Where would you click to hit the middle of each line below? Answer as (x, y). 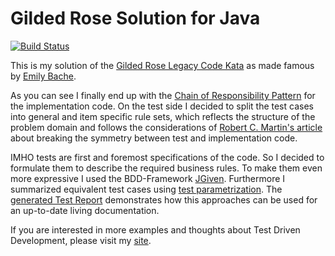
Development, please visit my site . (81, 240)
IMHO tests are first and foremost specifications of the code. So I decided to (167, 157)
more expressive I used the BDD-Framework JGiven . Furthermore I (148, 178)
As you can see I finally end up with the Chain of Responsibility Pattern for (163, 95)
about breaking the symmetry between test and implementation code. (154, 138)
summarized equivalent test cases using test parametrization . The (146, 189)
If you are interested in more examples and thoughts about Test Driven (155, 229)
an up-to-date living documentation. (85, 210)
